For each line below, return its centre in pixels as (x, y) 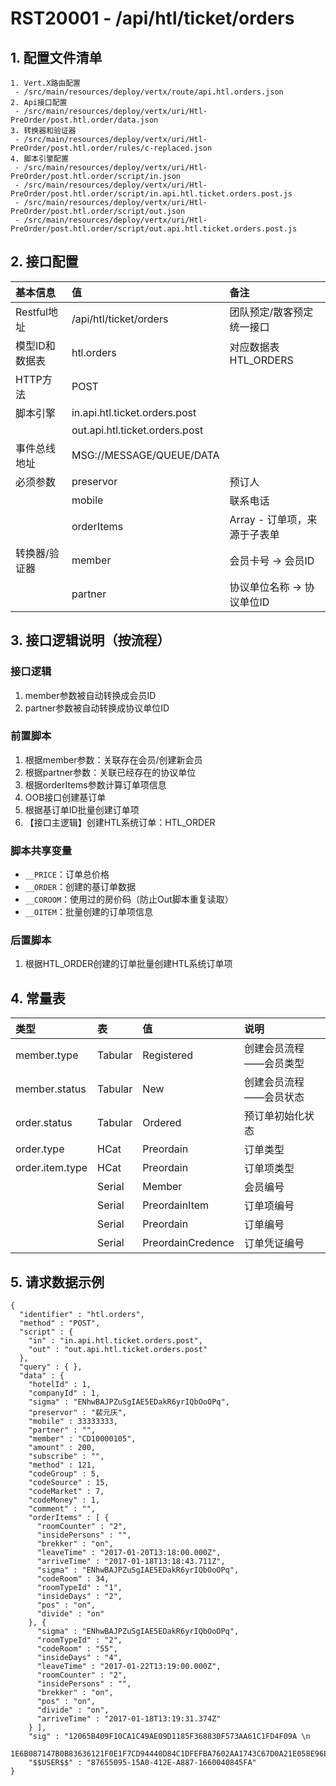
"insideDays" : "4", (79, 1658)
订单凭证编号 (274, 1244)
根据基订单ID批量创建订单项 (82, 809)
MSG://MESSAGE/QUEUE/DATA (145, 455)
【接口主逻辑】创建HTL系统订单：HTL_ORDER (120, 822)
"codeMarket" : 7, (66, 1492)
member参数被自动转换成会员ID (90, 695)
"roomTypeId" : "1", (79, 1588)
